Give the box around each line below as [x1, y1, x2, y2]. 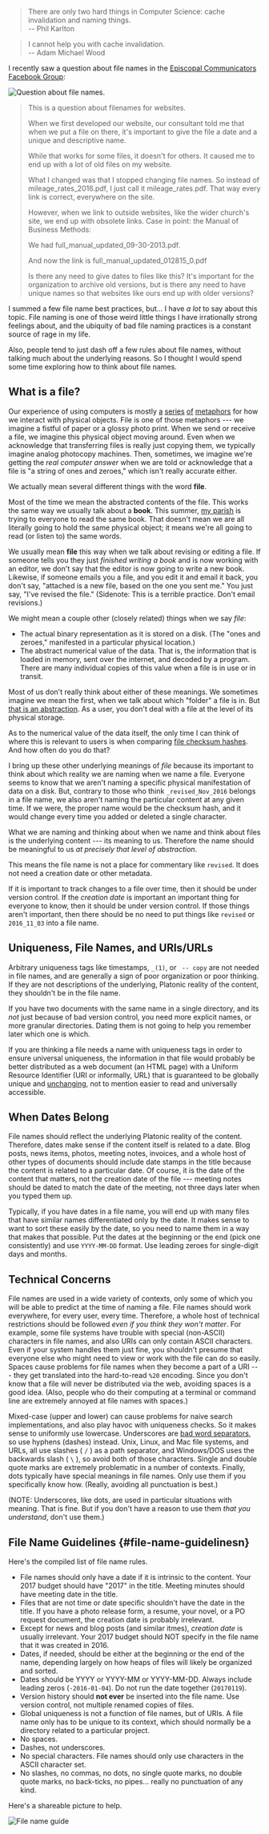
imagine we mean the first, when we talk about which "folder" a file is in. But [8, 695, 260, 705]
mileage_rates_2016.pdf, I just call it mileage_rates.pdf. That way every [27, 184, 261, 193]
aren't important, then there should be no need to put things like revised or [8, 909, 255, 919]
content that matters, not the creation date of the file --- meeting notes [8, 1174, 242, 1184]
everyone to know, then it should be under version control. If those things [8, 901, 250, 911]
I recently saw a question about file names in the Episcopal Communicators [8, 63, 257, 73]
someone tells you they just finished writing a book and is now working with [8, 555, 259, 564]
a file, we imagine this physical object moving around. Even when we [8, 432, 235, 442]
